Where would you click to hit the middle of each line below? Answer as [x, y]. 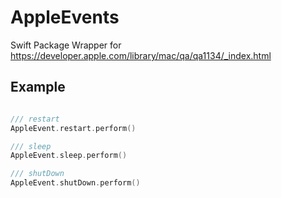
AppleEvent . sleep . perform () [69, 156]
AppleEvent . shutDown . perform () [75, 183]
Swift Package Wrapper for [66, 45]
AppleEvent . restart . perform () [73, 128]
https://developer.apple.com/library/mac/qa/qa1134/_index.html [141, 55]
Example [38, 87]
